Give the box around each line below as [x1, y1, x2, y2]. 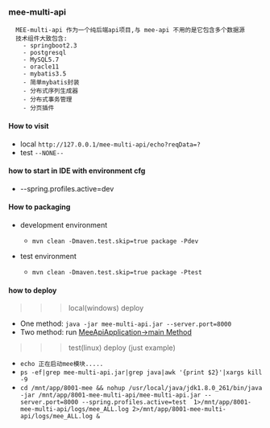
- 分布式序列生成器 [23, 87, 79, 95]
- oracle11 [23, 63, 60, 71]
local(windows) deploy [68, 303, 144, 313]
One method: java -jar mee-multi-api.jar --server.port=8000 [19, 319, 232, 328]
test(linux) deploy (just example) [68, 343, 176, 352]
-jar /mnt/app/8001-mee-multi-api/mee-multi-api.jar [19, 391, 201, 400]
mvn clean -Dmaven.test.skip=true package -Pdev [31, 237, 199, 245]
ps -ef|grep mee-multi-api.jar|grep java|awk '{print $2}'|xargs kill [19, 368, 263, 377]
